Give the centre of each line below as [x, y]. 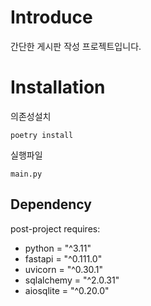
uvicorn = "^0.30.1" [64, 269]
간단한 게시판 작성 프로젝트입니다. [76, 46]
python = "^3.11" [58, 248]
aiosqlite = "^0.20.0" [67, 290]
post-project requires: [55, 228]
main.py [26, 174]
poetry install [42, 135]
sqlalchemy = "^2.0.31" [72, 280]
